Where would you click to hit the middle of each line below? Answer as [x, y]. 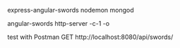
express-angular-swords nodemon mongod [71, 10]
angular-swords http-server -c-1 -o [59, 23]
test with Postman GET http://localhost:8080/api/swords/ [90, 37]
